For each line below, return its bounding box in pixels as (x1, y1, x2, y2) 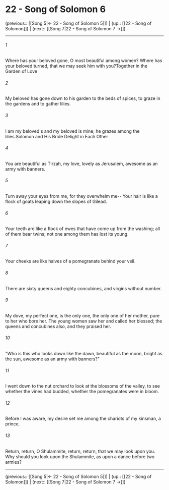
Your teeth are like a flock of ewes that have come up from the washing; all (5, 226, 160, 232)
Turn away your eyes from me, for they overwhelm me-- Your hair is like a (5, 193, 158, 199)
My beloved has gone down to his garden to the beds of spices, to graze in (5, 95, 160, 101)
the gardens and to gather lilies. (5, 101, 71, 107)
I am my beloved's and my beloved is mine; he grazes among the (5, 128, 140, 134)
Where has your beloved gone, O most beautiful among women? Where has (5, 58, 162, 64)
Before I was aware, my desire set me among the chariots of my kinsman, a (5, 415, 161, 422)
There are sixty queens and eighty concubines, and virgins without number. (5, 285, 162, 291)
